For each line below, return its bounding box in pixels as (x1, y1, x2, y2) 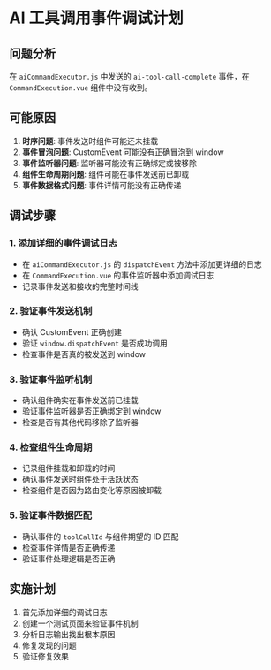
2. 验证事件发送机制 (9, 305, 93, 317)
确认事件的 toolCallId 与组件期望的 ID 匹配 (21, 531, 179, 542)
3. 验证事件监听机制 (9, 373, 93, 385)
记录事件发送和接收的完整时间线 (21, 280, 139, 292)
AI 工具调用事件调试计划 (9, 8, 184, 28)
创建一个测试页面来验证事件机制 (21, 618, 139, 628)
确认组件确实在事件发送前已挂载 (21, 395, 139, 406)
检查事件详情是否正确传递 (21, 542, 116, 552)
